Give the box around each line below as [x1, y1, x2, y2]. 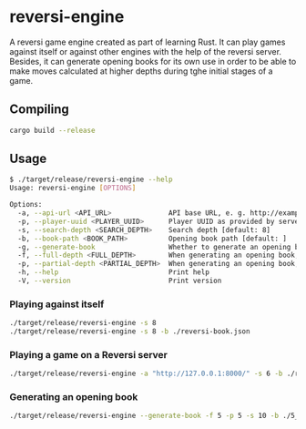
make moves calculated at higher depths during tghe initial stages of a [9, 66, 273, 77]
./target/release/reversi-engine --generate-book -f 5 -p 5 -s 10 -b [9, 412, 280, 421]
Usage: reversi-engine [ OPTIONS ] [9, 184, 137, 193]
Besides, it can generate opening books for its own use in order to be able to [9, 56, 297, 66]
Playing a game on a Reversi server [9, 348, 168, 361]
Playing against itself [9, 298, 105, 311]
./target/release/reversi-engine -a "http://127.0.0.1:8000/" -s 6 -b [9, 369, 283, 379]
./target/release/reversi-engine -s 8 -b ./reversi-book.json [9, 327, 250, 336]
